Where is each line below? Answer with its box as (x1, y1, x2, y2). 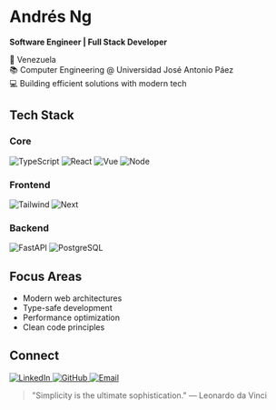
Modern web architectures (22, 293, 123, 304)
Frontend (9, 178, 51, 191)
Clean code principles (22, 322, 105, 333)
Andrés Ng (9, 6, 93, 27)
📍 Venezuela (9, 54, 56, 65)
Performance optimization (22, 312, 121, 324)
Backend (9, 221, 50, 234)
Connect (9, 348, 60, 364)
